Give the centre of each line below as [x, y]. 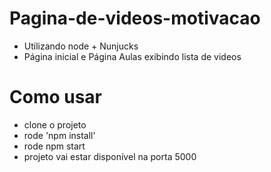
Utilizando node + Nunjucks [81, 46]
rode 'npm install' [59, 135]
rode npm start [54, 146]
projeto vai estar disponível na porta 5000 [110, 156]
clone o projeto [55, 124]
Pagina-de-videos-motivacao [135, 18]
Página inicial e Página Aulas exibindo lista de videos [132, 56]
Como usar [56, 97]
